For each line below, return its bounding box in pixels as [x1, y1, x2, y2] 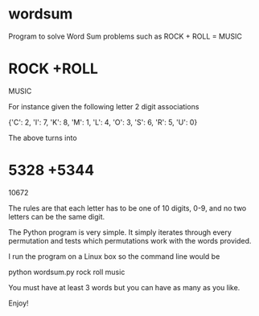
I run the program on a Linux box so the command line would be [8, 251, 220, 261]
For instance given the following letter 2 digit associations [8, 101, 199, 111]
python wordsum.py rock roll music [8, 267, 125, 277]
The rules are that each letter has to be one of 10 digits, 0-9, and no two [8, 203, 247, 213]
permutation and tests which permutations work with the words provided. [8, 236, 252, 245]
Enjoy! [8, 298, 30, 308]
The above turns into [8, 133, 78, 142]
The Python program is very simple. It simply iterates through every [8, 227, 232, 237]
